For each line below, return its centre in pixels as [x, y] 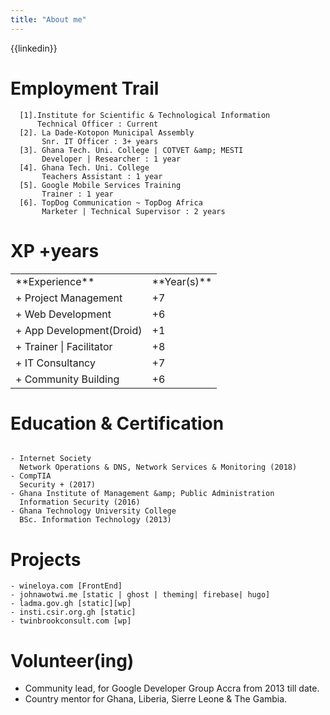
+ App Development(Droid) [79, 330]
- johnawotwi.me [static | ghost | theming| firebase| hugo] [140, 595]
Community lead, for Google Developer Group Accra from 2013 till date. [172, 688]
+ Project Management [69, 298]
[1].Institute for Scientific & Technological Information [145, 115]
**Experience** [55, 281]
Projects [46, 559]
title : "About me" [48, 19]
